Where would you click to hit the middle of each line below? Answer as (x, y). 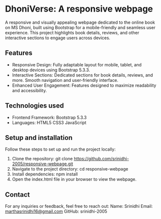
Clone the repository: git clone (42, 159)
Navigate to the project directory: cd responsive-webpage (70, 169)
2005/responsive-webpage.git (43, 164)
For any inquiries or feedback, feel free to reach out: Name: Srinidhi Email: (79, 206)
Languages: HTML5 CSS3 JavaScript (49, 123)
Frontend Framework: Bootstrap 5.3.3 (49, 117)
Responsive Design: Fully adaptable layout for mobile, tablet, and (77, 64)
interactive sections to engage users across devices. (58, 38)
